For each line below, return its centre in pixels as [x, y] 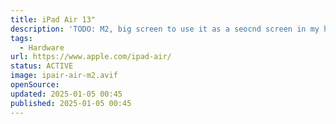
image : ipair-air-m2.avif [64, 76]
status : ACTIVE [42, 66]
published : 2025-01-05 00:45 [71, 103]
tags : [21, 38]
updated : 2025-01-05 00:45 [66, 94]
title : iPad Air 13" [53, 19]
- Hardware [42, 47]
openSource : [35, 85]
